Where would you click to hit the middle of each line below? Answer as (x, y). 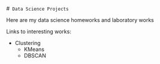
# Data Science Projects (37, 9)
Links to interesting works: (39, 31)
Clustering (28, 43)
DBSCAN (35, 55)
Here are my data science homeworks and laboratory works (80, 20)
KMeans (34, 49)
